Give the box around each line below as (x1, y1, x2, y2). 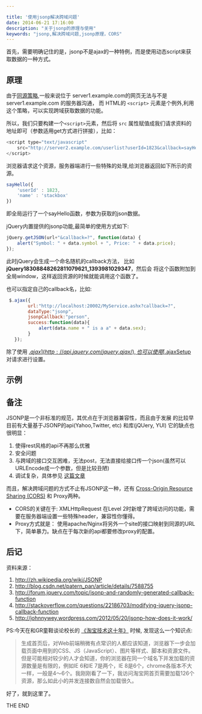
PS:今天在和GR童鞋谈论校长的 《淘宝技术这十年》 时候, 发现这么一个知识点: (6, 626, 193, 634)
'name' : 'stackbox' (17, 193, 69, 199)
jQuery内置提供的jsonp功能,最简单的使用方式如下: (6, 223, 129, 230)
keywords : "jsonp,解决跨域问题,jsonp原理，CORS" (6, 31, 122, 37)
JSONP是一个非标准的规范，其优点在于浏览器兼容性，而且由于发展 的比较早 (6, 414, 194, 421)
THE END (6, 701, 29, 709)
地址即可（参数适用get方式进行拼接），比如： (6, 127, 117, 135)
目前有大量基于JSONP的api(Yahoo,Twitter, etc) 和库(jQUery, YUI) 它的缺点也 (6, 422, 195, 429)
